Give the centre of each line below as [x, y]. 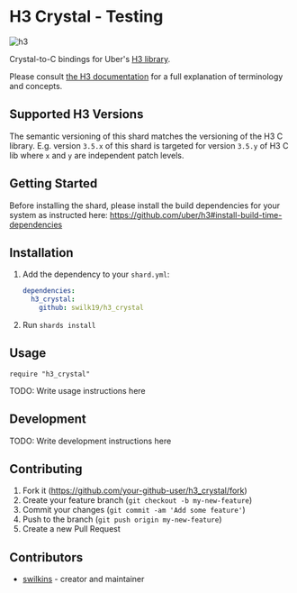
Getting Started [54, 183]
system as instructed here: [58, 214]
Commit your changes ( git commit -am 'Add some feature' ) [134, 510]
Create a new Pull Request [72, 529]
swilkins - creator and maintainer [83, 579]
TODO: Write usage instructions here [77, 390]
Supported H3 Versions [76, 114]
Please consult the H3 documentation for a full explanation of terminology [146, 76]
